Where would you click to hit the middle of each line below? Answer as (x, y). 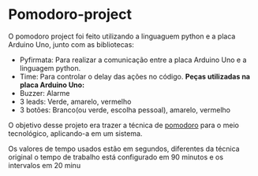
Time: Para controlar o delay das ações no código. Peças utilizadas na (135, 76)
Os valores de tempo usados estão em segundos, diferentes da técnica (124, 148)
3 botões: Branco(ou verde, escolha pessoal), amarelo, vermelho (125, 110)
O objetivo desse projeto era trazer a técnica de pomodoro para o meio (123, 125)
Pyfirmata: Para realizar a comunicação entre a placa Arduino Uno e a (133, 60)
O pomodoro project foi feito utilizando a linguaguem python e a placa (122, 36)
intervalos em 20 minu (45, 165)
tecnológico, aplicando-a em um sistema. (75, 133)
